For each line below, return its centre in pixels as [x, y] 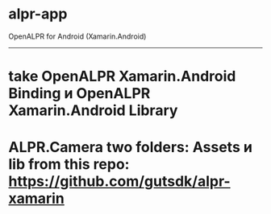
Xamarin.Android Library [93, 111]
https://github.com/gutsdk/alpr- [120, 181]
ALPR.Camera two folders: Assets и [130, 148]
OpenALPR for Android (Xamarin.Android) [77, 36]
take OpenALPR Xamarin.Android [122, 76]
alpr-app [38, 14]
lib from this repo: [69, 165]
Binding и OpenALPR [79, 94]
